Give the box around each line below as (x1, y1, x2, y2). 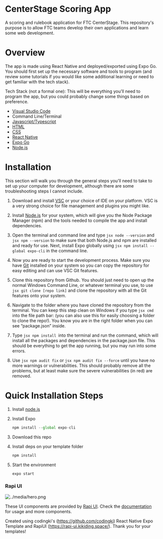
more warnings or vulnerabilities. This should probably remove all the (12, 363, 151, 368)
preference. (5, 99, 29, 105)
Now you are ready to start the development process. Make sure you (12, 257, 150, 263)
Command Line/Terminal (12, 113, 62, 119)
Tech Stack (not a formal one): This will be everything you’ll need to (5, 88, 141, 94)
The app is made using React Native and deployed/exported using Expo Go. (5, 63, 157, 69)
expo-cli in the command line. (27, 248, 89, 254)
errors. (12, 348, 26, 354)
